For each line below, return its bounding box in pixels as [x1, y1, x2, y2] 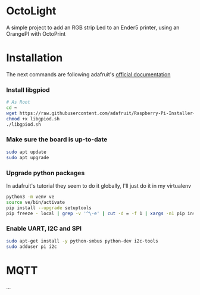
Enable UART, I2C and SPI [6, 225, 82, 233]
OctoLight [6, 4, 57, 18]
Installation [6, 51, 63, 65]
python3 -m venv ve [6, 194, 55, 200]
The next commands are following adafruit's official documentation [6, 70, 171, 78]
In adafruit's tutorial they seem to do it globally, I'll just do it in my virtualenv [6, 182, 192, 189]
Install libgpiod [6, 85, 50, 94]
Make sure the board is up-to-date [6, 135, 108, 144]
